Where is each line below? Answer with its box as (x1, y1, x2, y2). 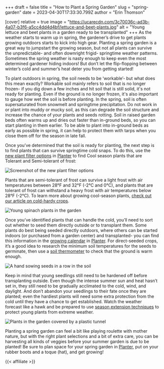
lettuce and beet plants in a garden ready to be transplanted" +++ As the (5, 29, 152, 35)
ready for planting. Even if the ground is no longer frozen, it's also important (5, 91, 158, 97)
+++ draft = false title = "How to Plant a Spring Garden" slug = (5, 4, 131, 10)
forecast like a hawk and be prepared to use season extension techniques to (5, 304, 159, 310)
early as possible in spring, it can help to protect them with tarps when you (5, 128, 156, 133)
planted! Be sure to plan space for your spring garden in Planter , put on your (5, 344, 159, 349)
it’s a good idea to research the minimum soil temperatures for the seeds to (5, 243, 157, 249)
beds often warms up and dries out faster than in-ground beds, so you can (5, 117, 156, 123)
